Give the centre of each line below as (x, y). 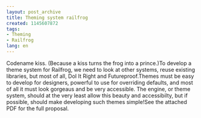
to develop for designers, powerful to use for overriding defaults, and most (100, 82)
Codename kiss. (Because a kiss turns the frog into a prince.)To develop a (99, 63)
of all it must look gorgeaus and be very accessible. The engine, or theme (98, 89)
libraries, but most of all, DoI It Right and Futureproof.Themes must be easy (100, 76)
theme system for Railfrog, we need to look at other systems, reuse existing (101, 69)
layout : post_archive (34, 12)
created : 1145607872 (32, 23)
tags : (13, 29)
